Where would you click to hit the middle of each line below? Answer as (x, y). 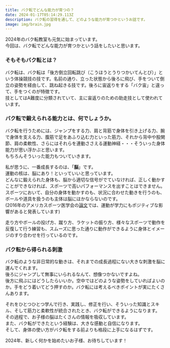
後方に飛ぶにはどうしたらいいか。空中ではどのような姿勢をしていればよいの (85, 281)
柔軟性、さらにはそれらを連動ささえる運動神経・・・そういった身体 (94, 143)
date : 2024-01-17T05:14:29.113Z (39, 15)
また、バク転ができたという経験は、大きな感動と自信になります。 (74, 324)
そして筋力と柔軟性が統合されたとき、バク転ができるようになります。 (87, 311)
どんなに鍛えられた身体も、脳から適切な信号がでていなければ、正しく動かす (85, 179)
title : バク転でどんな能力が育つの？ (40, 10)
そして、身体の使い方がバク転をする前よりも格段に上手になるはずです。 (80, 330)
